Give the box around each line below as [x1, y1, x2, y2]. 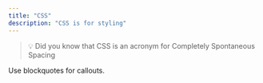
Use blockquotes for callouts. [8, 65, 106, 75]
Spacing [27, 49, 56, 60]
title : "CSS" [8, 11, 52, 20]
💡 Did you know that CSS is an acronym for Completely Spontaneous [27, 41, 256, 50]
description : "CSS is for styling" [8, 19, 127, 27]
